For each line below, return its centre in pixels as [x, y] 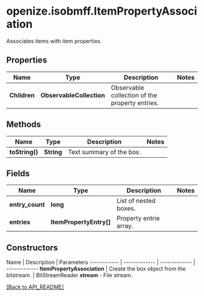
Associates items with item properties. [54, 41]
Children [22, 95]
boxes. [126, 208]
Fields [18, 173]
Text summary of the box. [104, 152]
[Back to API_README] [35, 287]
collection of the [134, 95]
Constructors [32, 248]
